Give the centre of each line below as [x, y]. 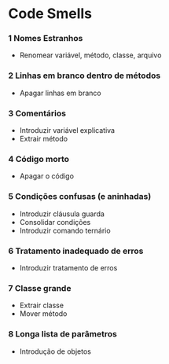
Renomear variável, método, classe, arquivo [90, 55]
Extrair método [44, 139]
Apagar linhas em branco [60, 93]
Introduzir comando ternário [65, 230]
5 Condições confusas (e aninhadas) [80, 197]
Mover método [43, 314]
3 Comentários [37, 113]
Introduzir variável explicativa [67, 131]
